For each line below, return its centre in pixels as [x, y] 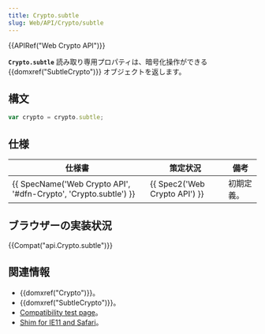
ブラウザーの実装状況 [60, 226]
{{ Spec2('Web [177, 184]
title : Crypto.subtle [44, 15]
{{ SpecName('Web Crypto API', [71, 184]
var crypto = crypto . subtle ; [56, 118]
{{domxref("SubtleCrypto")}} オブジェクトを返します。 [97, 71]
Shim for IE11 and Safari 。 [61, 322]
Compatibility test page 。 [61, 312]
